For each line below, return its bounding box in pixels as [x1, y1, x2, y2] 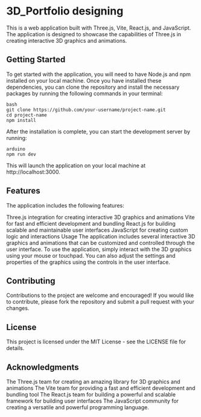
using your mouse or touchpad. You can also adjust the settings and [6, 252, 176, 259]
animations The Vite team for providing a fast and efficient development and [6, 384, 196, 392]
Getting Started [6, 54, 66, 65]
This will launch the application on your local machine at [6, 162, 146, 169]
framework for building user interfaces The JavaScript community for [6, 397, 179, 404]
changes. [6, 305, 30, 312]
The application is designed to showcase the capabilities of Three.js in [6, 30, 182, 37]
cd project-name [6, 112, 47, 118]
